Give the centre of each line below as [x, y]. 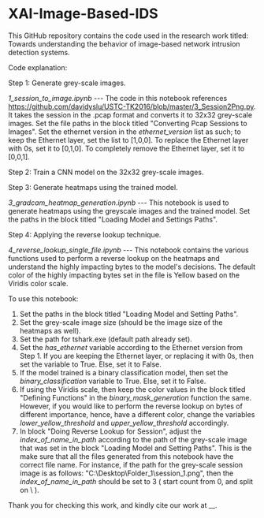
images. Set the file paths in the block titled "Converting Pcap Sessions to [128, 123]
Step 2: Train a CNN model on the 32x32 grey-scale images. [106, 172]
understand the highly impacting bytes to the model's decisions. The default [132, 266]
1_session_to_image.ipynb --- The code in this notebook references [118, 98]
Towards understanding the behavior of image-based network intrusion [124, 43]
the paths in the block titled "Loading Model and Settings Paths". [113, 219]
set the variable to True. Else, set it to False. [90, 364]
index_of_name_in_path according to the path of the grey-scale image [133, 439]
